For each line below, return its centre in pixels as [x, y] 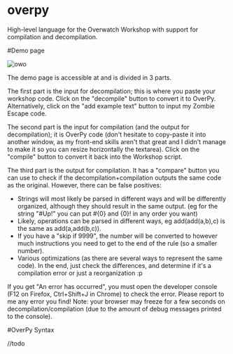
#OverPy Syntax [31, 330]
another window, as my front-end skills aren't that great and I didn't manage [116, 141]
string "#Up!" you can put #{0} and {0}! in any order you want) [107, 213]
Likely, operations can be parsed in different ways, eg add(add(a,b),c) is [121, 221]
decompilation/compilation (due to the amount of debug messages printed [114, 309]
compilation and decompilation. [52, 36]
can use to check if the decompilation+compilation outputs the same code [114, 178]
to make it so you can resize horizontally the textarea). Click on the [104, 149]
